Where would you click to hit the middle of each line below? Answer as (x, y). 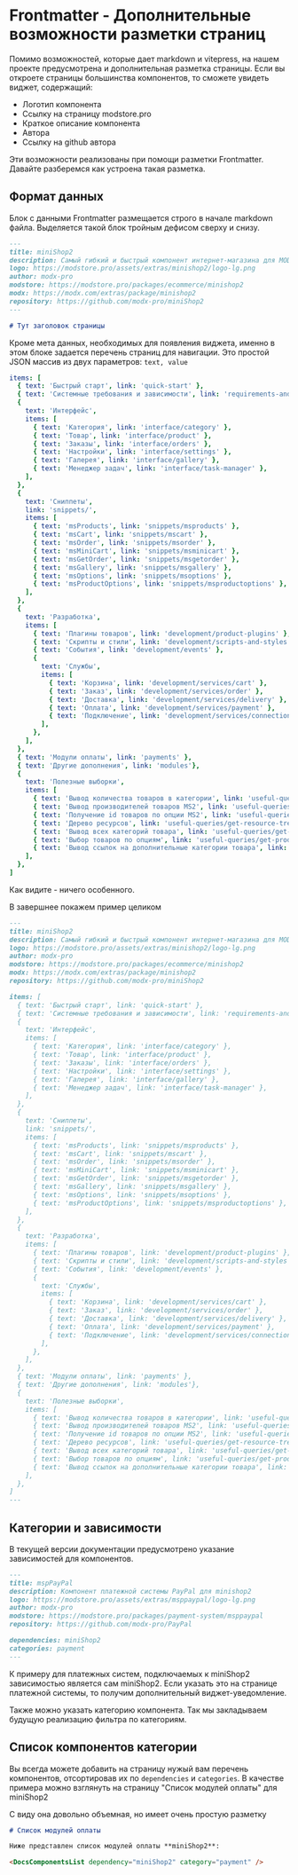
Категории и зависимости (86, 1528)
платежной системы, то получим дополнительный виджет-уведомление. (148, 1692)
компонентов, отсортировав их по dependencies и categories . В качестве (147, 1778)
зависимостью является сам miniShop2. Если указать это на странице (143, 1683)
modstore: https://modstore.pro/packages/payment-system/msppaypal (137, 1616)
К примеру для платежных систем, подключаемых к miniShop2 (129, 1674)
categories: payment (47, 1648)
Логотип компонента (62, 104)
